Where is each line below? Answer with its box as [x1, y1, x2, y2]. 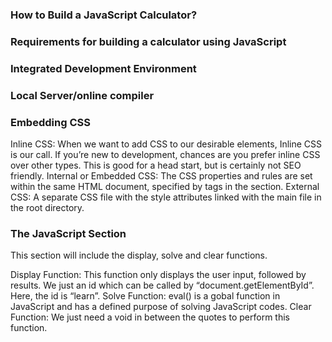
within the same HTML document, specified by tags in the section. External [10, 180, 320, 192]
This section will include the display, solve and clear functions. [10, 249, 268, 262]
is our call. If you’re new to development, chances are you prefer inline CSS [10, 148, 321, 160]
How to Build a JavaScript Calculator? [10, 8, 198, 22]
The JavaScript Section [10, 226, 127, 240]
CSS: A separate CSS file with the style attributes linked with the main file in [10, 191, 322, 203]
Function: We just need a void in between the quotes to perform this [10, 311, 290, 323]
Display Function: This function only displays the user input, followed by [10, 269, 307, 281]
